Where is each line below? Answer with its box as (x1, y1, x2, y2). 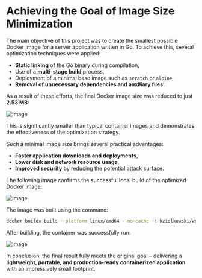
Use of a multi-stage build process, (14, 68, 105, 75)
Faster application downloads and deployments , (14, 152, 138, 159)
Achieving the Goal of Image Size (6, 4, 175, 18)
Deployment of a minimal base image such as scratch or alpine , (14, 74, 174, 81)
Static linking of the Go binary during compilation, (14, 62, 140, 69)
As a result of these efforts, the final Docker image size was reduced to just (6, 92, 193, 100)
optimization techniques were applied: (6, 49, 101, 57)
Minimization (6, 17, 73, 31)
